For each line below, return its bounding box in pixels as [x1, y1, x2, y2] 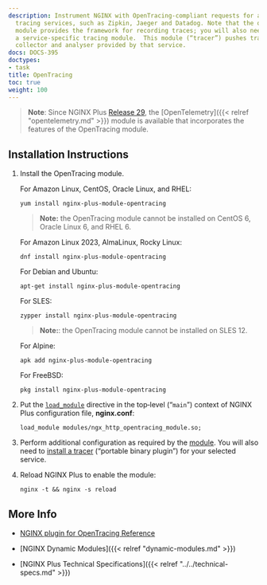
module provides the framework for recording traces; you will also [15, 26, 247, 34]
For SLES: [19, 296, 52, 306]
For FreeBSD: [19, 371, 64, 380]
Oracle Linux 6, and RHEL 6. [39, 222, 132, 232]
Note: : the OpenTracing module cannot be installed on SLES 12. [39, 326, 248, 336]
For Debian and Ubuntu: [19, 267, 99, 277]
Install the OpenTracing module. [19, 169, 125, 179]
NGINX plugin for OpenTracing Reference [19, 528, 156, 538]
